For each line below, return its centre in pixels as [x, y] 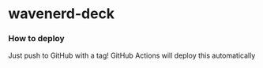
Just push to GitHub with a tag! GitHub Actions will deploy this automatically [132, 55]
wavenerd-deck [62, 14]
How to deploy [36, 39]
